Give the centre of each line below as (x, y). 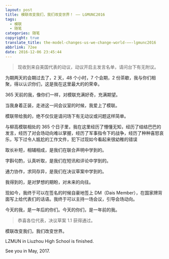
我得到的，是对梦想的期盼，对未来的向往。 (49, 182)
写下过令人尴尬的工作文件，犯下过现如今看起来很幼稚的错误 (75, 139)
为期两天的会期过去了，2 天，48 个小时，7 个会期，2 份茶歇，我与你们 (78, 77)
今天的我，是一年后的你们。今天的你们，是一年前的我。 (62, 210)
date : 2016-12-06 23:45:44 (33, 52)
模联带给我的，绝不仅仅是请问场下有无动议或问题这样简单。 (67, 116)
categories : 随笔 (23, 33)
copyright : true (22, 38)
